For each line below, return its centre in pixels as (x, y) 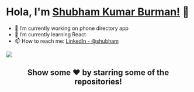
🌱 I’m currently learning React (50, 34)
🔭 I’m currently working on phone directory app (71, 28)
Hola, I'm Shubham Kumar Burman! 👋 (98, 12)
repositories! (98, 82)
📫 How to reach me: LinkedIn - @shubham (66, 41)
